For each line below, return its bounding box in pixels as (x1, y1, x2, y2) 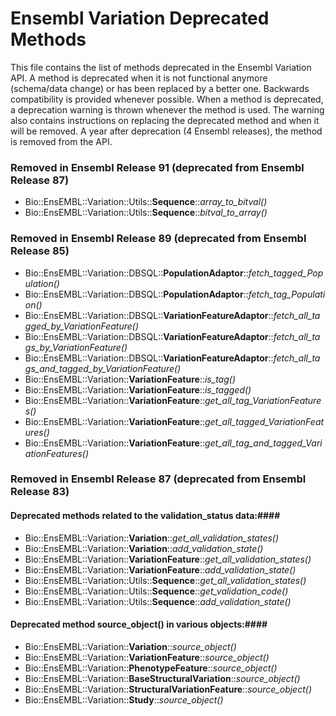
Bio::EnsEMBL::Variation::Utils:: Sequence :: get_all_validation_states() (24, 574, 307, 586)
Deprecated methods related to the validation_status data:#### (10, 510, 281, 522)
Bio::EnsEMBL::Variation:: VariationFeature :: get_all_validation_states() (24, 553, 312, 565)
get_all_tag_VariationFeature (204, 394, 322, 406)
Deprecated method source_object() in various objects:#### (10, 618, 268, 631)
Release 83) (10, 485, 70, 499)
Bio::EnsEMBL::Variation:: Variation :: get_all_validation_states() (24, 532, 280, 544)
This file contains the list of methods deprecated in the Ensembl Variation (10, 61, 312, 73)
